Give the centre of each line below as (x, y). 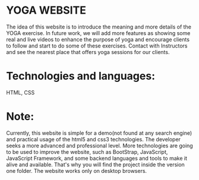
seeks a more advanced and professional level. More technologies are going (99, 146)
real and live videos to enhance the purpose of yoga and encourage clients (98, 39)
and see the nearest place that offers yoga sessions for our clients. (88, 52)
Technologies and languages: (81, 76)
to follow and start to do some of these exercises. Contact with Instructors (97, 46)
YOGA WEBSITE (46, 10)
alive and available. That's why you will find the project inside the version (96, 165)
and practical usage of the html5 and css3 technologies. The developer (94, 139)
